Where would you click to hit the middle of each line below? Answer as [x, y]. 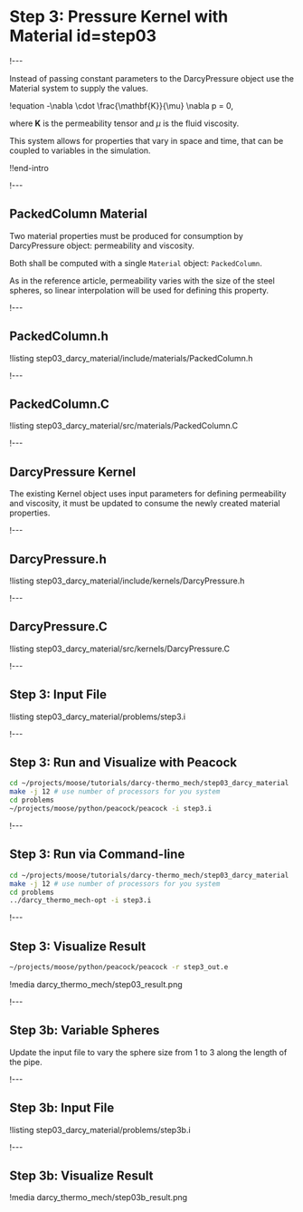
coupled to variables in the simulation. [80, 150]
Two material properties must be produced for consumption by [127, 236]
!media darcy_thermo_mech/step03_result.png [96, 984]
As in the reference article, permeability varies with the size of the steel [142, 280]
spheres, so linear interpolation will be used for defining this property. [139, 290]
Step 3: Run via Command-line [97, 855]
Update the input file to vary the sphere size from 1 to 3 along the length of [148, 1052]
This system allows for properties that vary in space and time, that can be [147, 140]
